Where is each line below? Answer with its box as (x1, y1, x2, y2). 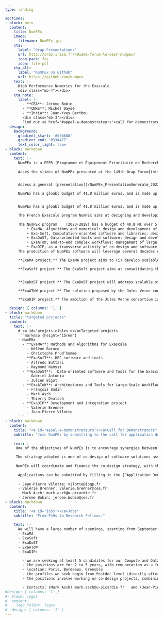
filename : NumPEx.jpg (17, 38, 62, 44)
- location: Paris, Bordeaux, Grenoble (22, 567, 103, 572)
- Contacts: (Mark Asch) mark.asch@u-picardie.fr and (22, 585, 138, 590)
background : (14, 129, 38, 134)
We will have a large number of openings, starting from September (17, 527, 158, 532)
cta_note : (14, 93, 34, 98)
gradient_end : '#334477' (17, 138, 68, 143)
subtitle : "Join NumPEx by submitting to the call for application (14, 432, 153, 437)
